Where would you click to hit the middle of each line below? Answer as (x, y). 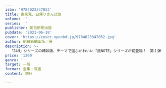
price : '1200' (20, 55)
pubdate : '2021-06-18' (28, 32)
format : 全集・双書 (23, 69)
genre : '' (15, 60)
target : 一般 (18, 64)
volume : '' (16, 19)
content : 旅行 (19, 74)
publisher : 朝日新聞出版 (28, 28)
